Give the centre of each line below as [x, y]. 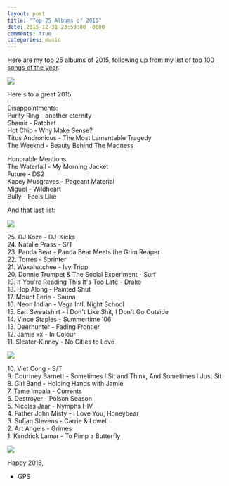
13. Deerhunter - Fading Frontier [54, 327]
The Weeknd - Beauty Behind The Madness [71, 146]
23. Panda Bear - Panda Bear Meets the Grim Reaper [84, 252]
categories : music [34, 40]
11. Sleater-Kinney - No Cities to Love [61, 342]
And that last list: [32, 210]
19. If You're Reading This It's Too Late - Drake [74, 282]
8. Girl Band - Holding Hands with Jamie [65, 384]
